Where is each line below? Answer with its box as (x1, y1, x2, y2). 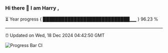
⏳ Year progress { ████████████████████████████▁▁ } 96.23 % (5, 16, 158, 22)
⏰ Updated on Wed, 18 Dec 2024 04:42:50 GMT (5, 32, 105, 38)
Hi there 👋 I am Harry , (5, 4, 59, 11)
